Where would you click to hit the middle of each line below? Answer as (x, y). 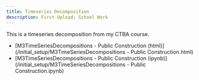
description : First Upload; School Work (57, 17)
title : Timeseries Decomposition (48, 12)
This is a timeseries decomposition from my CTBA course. (78, 34)
